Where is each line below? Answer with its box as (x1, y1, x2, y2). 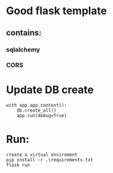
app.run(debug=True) (16, 113, 67, 119)
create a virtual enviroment (6, 152, 78, 158)
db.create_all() (16, 107, 57, 113)
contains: (6, 28, 42, 38)
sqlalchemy (6, 45, 40, 54)
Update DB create (6, 83, 94, 96)
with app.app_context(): (6, 102, 67, 109)
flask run (6, 162, 31, 168)
